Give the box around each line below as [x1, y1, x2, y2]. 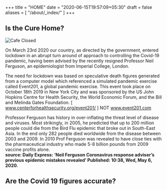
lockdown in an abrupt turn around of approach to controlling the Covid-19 [5, 52, 159, 58]
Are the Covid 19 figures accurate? [5, 177, 116, 185]
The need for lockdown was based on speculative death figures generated [5, 73, 160, 79]
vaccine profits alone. [5, 146, 50, 152]
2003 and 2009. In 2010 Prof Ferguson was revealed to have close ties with [5, 135, 162, 142]
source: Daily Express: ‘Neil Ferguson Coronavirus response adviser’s [5, 151, 155, 157]
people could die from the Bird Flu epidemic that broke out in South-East [5, 125, 155, 131]
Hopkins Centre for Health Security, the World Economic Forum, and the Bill [5, 94, 162, 100]
